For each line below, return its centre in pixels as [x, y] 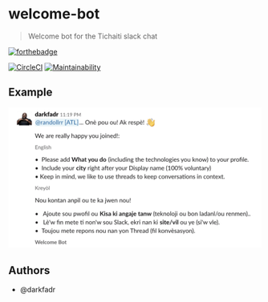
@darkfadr [38, 290]
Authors [29, 270]
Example [30, 93]
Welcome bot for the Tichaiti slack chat [93, 36]
